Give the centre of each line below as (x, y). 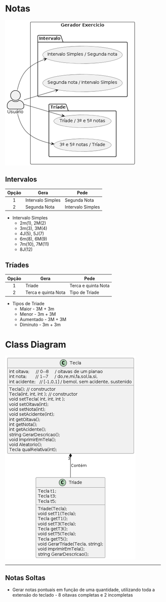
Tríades (17, 265)
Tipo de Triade (84, 292)
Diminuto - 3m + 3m (40, 325)
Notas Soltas (25, 578)
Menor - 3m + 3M (38, 314)
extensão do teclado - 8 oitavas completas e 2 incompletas (73, 595)
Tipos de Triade (28, 303)
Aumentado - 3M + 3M (43, 319)
